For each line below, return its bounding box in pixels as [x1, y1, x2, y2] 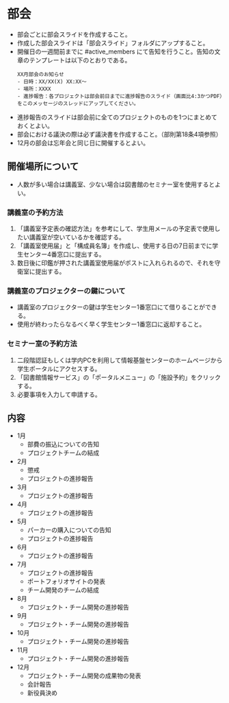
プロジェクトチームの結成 [27, 449, 100, 457]
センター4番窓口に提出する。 [23, 250, 105, 259]
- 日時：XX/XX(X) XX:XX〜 [16, 78, 87, 85]
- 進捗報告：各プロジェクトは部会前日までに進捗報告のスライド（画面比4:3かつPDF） [16, 93, 223, 99]
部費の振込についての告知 [27, 440, 100, 449]
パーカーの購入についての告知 [27, 526, 111, 534]
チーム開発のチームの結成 [27, 586, 99, 594]
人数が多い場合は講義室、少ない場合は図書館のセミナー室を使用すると [16, 180, 215, 189]
